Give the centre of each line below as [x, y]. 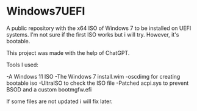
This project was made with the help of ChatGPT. [68, 52]
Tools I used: [22, 65]
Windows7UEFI [46, 11]
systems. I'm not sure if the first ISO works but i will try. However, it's [93, 34]
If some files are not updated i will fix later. [59, 101]
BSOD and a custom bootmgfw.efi [49, 89]
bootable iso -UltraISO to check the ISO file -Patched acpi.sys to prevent [98, 83]
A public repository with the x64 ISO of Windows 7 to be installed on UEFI [99, 28]
